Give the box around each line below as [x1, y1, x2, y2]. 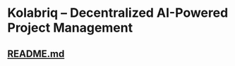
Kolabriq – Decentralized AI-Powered [7, 5, 229, 21]
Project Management [7, 20, 133, 36]
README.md [7, 48, 65, 60]
